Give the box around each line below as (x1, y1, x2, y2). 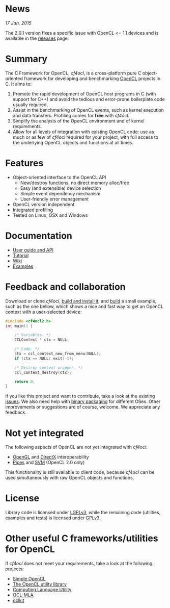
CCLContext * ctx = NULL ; (14, 337, 70, 342)
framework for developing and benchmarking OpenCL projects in (23, 75, 161, 82)
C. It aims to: (5, 81, 32, 87)
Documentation (5, 230, 73, 241)
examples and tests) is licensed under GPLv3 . (5, 515, 101, 521)
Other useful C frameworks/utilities (5, 533, 159, 544)
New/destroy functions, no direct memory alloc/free (20, 180, 130, 186)
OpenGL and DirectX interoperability (12, 454, 89, 460)
